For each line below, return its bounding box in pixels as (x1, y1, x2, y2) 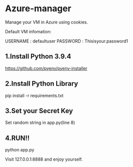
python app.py (5, 147, 35, 153)
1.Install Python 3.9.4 (5, 52, 71, 61)
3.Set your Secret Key (5, 106, 73, 115)
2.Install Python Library (5, 79, 78, 88)
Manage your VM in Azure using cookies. (5, 19, 88, 25)
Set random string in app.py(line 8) (5, 119, 75, 125)
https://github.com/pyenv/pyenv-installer (5, 65, 88, 71)
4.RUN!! (5, 134, 30, 142)
